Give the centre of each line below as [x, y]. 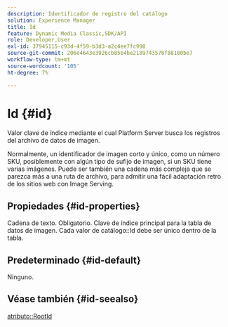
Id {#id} [30, 114]
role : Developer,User [39, 40]
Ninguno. [20, 277]
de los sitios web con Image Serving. [61, 184]
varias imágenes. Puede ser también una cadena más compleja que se [109, 169]
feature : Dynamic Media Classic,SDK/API [67, 33]
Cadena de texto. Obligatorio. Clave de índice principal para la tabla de [109, 223]
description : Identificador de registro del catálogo [88, 14]
